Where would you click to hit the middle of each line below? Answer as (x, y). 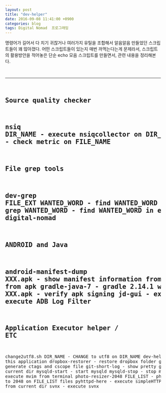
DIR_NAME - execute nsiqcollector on (74, 135)
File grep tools (35, 169)
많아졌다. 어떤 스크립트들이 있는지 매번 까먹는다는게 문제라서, (82, 49)
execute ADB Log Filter (48, 301)
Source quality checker (48, 100)
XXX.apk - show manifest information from (83, 279)
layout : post (19, 10)
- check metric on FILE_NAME (58, 142)
